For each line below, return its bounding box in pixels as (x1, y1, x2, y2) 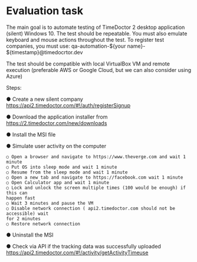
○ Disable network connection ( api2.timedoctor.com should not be (6, 205, 176, 211)
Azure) (6, 73, 22, 80)
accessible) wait (6, 211, 49, 217)
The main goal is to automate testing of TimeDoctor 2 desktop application (6, 24, 185, 31)
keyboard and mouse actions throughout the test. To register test (6, 36, 164, 43)
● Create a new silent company (6, 96, 84, 103)
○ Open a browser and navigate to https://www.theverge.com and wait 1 (6, 153, 186, 160)
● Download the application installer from (6, 113, 108, 120)
